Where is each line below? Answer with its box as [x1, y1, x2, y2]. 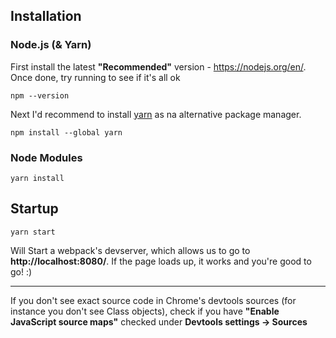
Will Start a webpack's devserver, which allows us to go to [10, 244, 251, 256]
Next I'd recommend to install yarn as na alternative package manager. [10, 108, 302, 120]
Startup [10, 200, 59, 218]
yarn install [10, 173, 65, 183]
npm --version [10, 90, 70, 101]
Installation [10, 8, 82, 25]
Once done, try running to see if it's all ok [10, 71, 181, 83]
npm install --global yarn [10, 127, 123, 138]
